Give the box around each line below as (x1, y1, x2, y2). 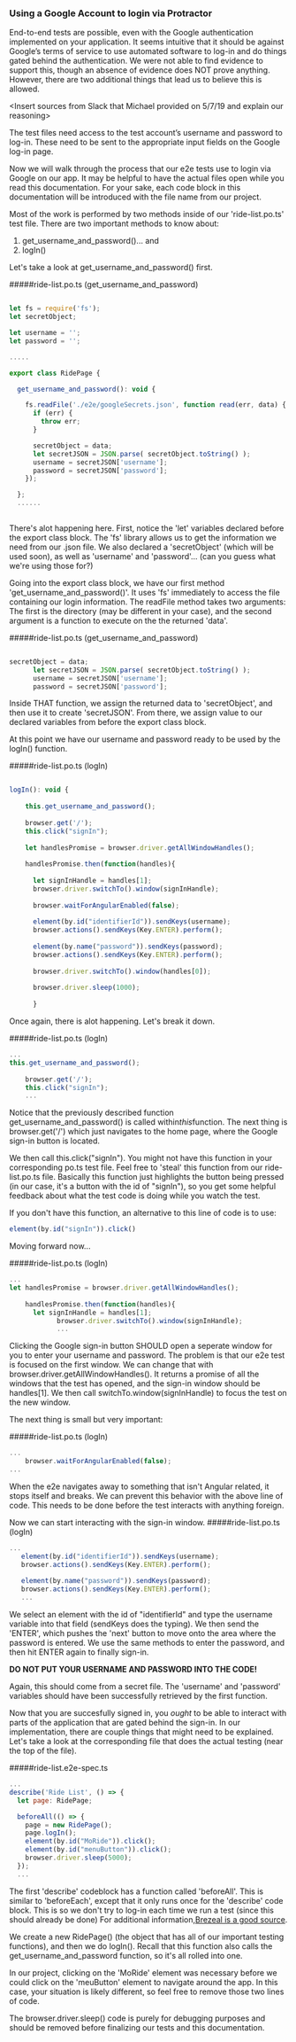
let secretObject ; (9, 313, 77, 322)
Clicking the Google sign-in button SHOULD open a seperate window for (9, 1341, 273, 1352)
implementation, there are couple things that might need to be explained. (9, 1726, 274, 1737)
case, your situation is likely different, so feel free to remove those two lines (9, 1986, 285, 1997)
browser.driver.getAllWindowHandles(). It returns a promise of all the (9, 1368, 260, 1380)
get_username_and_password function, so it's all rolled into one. (9, 1950, 243, 1960)
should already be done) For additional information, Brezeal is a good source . (9, 1913, 288, 1925)
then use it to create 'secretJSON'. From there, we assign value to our (9, 707, 263, 718)
